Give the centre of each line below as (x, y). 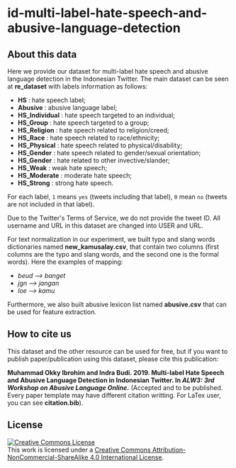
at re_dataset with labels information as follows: (77, 86)
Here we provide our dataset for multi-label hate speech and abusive (108, 71)
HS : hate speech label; (52, 100)
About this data (42, 54)
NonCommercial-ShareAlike (48, 457)
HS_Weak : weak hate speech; (62, 168)
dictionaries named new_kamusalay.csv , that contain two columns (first (113, 247)
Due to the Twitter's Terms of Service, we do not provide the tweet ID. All (114, 218)
